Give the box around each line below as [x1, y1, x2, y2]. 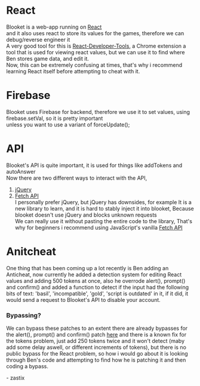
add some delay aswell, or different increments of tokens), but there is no [6, 344, 187, 351]
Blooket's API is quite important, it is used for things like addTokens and [6, 162, 183, 169]
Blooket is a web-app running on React [6, 23, 102, 30]
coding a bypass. [6, 363, 49, 370]
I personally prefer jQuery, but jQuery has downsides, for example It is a [14, 198, 192, 206]
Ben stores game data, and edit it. [6, 55, 90, 62]
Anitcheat [6, 245, 57, 258]
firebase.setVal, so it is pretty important [6, 115, 103, 122]
